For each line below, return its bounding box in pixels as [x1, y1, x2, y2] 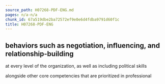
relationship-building [5, 49, 74, 58]
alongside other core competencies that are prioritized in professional [5, 73, 152, 79]
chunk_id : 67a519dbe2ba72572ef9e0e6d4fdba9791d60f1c [5, 17, 120, 22]
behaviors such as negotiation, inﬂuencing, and [5, 41, 160, 50]
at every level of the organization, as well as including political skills [5, 63, 147, 69]
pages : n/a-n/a [5, 12, 38, 17]
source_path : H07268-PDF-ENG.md [5, 7, 74, 13]
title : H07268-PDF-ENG [5, 21, 53, 27]
